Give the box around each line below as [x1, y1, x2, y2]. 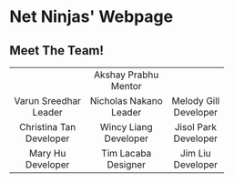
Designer [107, 158, 147, 170]
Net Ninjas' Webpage [9, 6, 174, 27]
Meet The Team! [9, 43, 105, 58]
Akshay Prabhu [94, 68, 159, 81]
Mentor [110, 80, 143, 92]
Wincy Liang [99, 121, 153, 133]
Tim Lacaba [101, 147, 152, 159]
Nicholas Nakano [89, 95, 163, 107]
